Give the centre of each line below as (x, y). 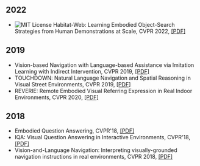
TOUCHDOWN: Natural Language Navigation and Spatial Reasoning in (103, 78)
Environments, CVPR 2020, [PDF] (56, 97)
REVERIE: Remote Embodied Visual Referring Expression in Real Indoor (103, 91)
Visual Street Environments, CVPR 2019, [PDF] (73, 84)
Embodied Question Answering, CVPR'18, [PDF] (74, 131)
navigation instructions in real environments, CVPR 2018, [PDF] (94, 157)
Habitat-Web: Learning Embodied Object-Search (114, 24)
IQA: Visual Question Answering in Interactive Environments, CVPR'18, (102, 137)
